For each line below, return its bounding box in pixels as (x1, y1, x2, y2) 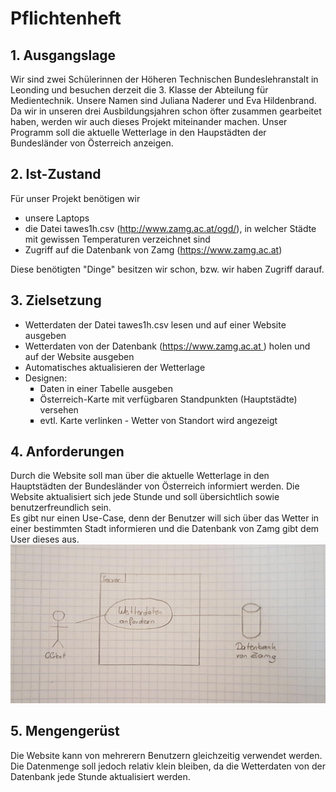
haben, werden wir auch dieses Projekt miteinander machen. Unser (10, 116, 288, 127)
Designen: (24, 372, 68, 384)
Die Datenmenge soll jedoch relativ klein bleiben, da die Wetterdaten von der (10, 760, 326, 772)
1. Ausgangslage (10, 47, 117, 64)
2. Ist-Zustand (10, 166, 102, 183)
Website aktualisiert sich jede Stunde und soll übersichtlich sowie (10, 491, 280, 503)
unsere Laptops (24, 212, 90, 224)
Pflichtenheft (10, 7, 122, 30)
